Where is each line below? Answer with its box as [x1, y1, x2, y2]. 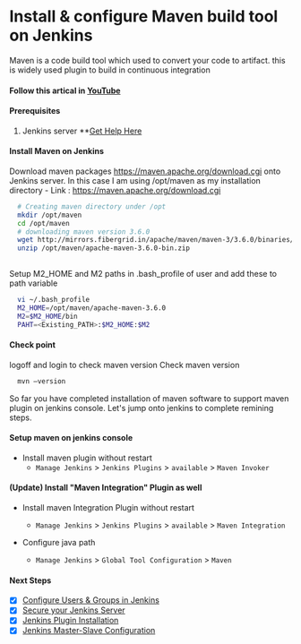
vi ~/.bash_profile [17, 296, 90, 305]
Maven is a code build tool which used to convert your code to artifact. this [9, 55, 286, 65]
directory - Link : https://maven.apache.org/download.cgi [9, 185, 221, 195]
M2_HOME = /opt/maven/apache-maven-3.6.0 [17, 303, 167, 313]
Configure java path [21, 537, 96, 548]
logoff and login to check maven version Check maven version [9, 359, 240, 370]
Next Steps [9, 575, 52, 586]
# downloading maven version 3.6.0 [17, 227, 150, 236]
